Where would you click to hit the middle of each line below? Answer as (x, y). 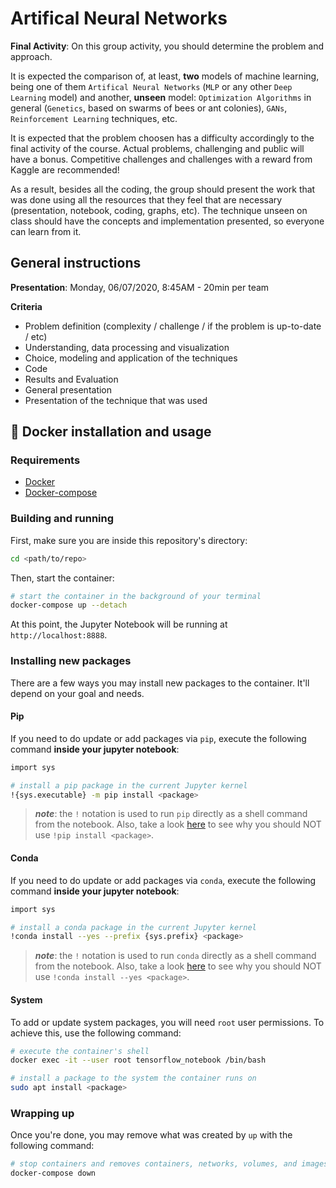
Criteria (26, 306)
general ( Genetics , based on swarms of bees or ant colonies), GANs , (149, 108)
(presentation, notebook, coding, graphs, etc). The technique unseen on (159, 210)
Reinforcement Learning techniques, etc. (94, 118)
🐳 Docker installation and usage (111, 432)
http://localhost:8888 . (59, 635)
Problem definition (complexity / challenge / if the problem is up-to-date (173, 326)
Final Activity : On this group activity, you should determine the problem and (167, 46)
